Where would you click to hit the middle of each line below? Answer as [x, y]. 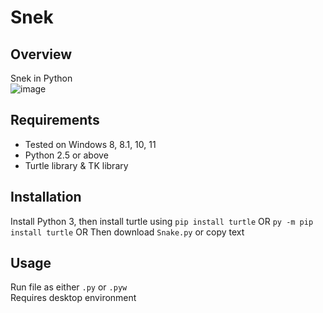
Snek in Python [41, 78]
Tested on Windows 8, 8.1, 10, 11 [90, 144]
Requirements [55, 120]
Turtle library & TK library [76, 165]
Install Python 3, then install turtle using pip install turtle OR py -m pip [162, 221]
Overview [41, 54]
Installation [46, 197]
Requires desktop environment [73, 298]
